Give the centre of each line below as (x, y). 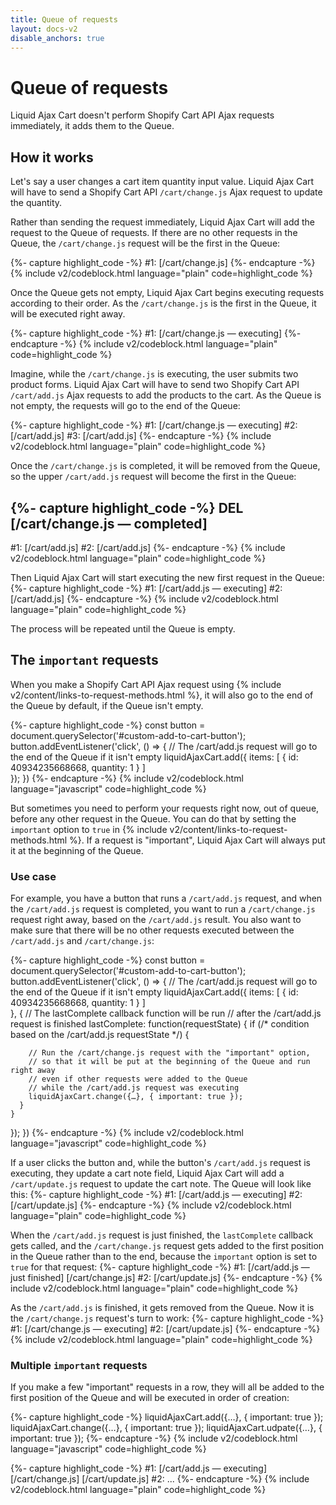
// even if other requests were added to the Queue (138, 1079)
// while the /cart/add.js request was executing (134, 1088)
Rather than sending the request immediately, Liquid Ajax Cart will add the (162, 222)
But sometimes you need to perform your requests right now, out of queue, (165, 808)
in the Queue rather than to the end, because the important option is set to (164, 1257)
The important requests (84, 660)
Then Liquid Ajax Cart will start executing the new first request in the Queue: (167, 577)
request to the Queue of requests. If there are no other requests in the (154, 233)
